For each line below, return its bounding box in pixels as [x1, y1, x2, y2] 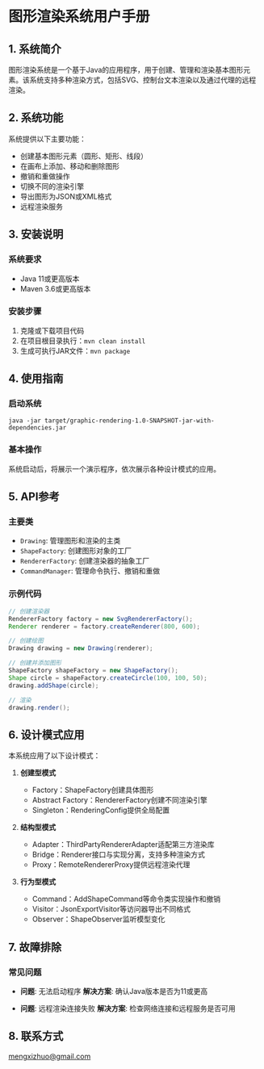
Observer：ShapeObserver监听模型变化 [31, 914, 166, 924]
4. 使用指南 [8, 372, 64, 386]
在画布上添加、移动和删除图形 [19, 161, 119, 170]
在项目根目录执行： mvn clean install [19, 336, 146, 346]
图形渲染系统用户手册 [8, 7, 151, 26]
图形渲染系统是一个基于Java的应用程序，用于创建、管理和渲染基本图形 [8, 65, 244, 74]
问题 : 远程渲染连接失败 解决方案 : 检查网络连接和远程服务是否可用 [19, 1003, 236, 1013]
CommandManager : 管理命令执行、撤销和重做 [19, 566, 161, 576]
